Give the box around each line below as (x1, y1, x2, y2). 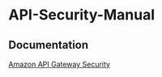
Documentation (8, 38, 89, 52)
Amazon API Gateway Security (8, 59, 111, 69)
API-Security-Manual (8, 6, 156, 24)
